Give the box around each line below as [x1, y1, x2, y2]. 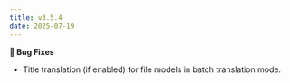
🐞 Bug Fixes [9, 46, 54, 57]
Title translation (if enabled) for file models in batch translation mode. [22, 64, 282, 75]
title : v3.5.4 [9, 13, 63, 23]
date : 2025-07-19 [9, 22, 75, 31]
